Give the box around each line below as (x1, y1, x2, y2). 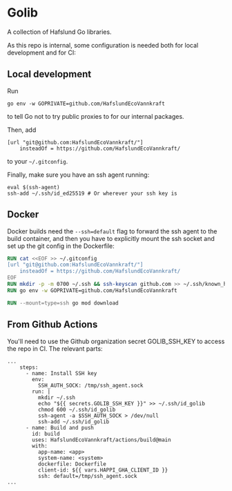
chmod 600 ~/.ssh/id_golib (37, 406, 116, 413)
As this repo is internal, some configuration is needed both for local (7, 41, 199, 49)
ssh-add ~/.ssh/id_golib (37, 418, 110, 425)
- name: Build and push (25, 424, 95, 431)
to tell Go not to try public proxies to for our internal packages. (7, 112, 184, 120)
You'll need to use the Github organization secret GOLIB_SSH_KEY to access (7, 337, 225, 345)
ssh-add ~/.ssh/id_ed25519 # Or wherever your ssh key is (7, 190, 177, 197)
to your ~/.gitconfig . (7, 157, 68, 165)
